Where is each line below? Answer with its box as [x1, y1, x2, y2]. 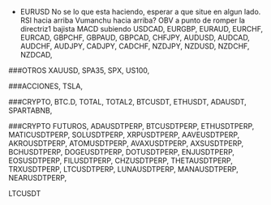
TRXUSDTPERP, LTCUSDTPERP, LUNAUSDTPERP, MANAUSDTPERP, [8, 164, 239, 173]
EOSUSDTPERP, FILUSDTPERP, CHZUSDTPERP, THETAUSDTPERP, [8, 156, 234, 165]
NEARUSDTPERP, [8, 173, 67, 182]
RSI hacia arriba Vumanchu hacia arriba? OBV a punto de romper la [19, 15, 246, 25]
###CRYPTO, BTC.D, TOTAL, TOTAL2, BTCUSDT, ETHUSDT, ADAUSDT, [8, 97, 247, 106]
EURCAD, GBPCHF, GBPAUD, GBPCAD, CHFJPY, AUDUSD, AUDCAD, [19, 32, 250, 42]
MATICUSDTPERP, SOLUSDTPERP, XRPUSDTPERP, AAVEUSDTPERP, [8, 130, 240, 139]
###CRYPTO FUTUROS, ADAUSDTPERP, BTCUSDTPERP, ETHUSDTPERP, [8, 122, 255, 130]
